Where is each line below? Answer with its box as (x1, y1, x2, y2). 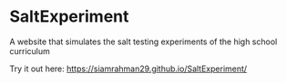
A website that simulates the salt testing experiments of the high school (9, 36, 278, 47)
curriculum (9, 45, 50, 56)
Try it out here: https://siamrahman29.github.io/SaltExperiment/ (9, 63, 248, 74)
